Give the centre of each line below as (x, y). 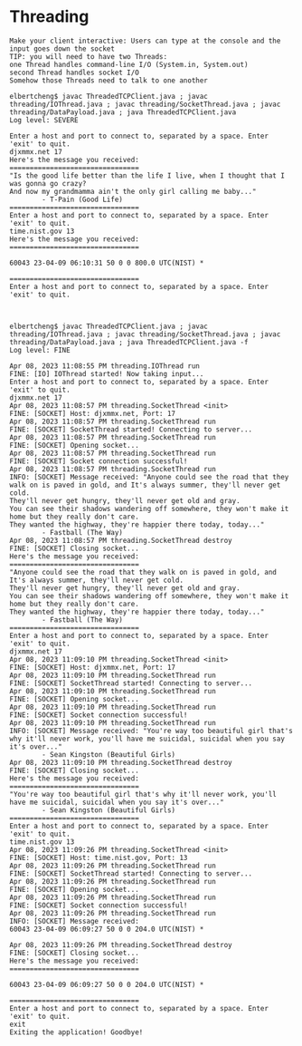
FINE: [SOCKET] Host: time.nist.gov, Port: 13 (99, 857)
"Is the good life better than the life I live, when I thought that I (147, 175)
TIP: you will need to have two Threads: (89, 56)
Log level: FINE (40, 350)
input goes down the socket (62, 48)
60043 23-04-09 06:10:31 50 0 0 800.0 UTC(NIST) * (107, 263)
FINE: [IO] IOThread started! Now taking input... (107, 373)
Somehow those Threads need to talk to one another (109, 80)
